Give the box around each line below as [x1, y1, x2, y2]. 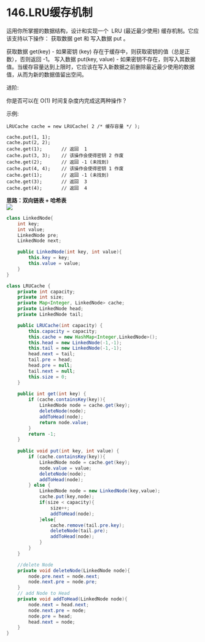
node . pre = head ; [28, 613, 72, 619]
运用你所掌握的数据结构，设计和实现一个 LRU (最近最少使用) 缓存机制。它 [6, 27, 194, 34]
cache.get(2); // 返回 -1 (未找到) [6, 159, 109, 165]
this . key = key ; [28, 255, 70, 261]
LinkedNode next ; [17, 238, 62, 244]
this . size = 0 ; [28, 374, 68, 380]
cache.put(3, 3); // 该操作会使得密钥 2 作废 [6, 152, 124, 158]
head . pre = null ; [28, 363, 72, 369]
